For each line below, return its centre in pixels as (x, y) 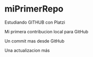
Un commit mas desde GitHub (35, 41)
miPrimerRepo (34, 9)
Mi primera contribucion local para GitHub (46, 31)
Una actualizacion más (27, 50)
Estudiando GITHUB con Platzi (35, 22)
